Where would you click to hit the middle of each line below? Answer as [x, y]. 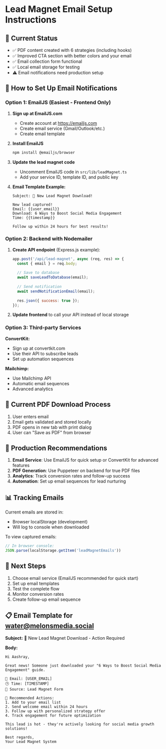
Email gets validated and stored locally [52, 422]
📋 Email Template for [39, 616]
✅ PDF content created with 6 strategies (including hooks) [72, 50]
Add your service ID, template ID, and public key [69, 177]
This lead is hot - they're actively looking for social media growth [80, 724]
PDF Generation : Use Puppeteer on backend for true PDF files [76, 471]
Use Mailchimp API [32, 378]
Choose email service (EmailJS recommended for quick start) [75, 578]
